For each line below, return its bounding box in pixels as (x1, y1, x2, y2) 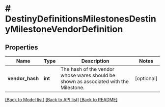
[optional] (135, 75, 158, 82)
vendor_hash (7, 75, 39, 82)
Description (81, 58, 110, 64)
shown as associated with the (60, 78, 129, 85)
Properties (5, 43, 38, 51)
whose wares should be (60, 72, 115, 79)
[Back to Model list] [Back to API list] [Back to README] (5, 97, 118, 103)
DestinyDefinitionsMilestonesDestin (5, 13, 156, 24)
